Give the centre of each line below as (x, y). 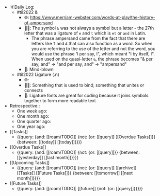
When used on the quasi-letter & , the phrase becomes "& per (92, 59)
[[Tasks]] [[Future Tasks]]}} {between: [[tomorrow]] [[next (75, 173)
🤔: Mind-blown (39, 69)
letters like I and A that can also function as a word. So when (92, 44)
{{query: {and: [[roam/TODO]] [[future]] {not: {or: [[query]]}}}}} (80, 188)
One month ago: (33, 116)
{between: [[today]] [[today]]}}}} (49, 142)
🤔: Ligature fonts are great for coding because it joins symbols (86, 95)
